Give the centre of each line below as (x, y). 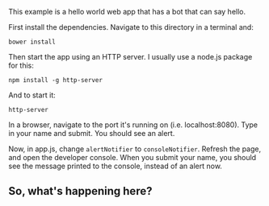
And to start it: (32, 95)
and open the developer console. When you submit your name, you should (132, 157)
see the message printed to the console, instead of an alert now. (115, 166)
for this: (21, 65)
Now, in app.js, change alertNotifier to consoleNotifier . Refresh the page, (134, 149)
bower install (32, 42)
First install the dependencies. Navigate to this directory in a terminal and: (131, 27)
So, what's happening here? (80, 191)
